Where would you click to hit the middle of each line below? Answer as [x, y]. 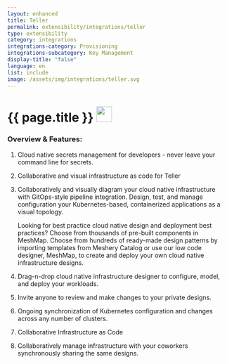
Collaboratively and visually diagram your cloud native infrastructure [116, 189]
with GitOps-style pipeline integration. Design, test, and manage [110, 197]
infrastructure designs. [51, 262]
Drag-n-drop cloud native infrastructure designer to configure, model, [118, 276]
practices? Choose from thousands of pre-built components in [108, 233]
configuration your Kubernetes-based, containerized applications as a [119, 204]
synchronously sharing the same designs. [78, 353]
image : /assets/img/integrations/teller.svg [73, 79]
